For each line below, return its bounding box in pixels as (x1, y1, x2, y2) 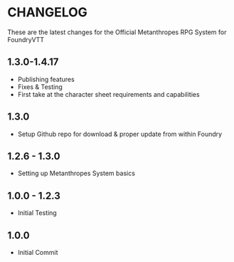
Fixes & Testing (17, 83, 63, 91)
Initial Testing (17, 209, 57, 217)
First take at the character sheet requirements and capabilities (17, 90, 201, 98)
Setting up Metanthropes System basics (17, 169, 135, 178)
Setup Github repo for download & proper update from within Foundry (17, 130, 223, 138)
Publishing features (17, 75, 75, 83)
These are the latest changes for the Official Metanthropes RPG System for (7, 28, 227, 36)
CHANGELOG (7, 4, 87, 21)
